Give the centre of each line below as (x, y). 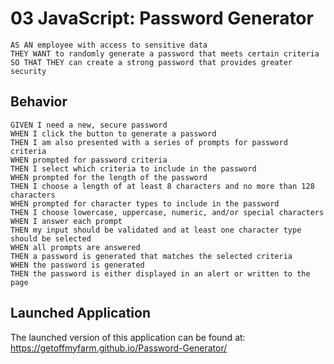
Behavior (39, 102)
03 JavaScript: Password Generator (162, 18)
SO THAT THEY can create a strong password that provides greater (151, 62)
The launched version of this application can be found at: (128, 337)
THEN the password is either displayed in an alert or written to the (160, 273)
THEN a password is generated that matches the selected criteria (151, 256)
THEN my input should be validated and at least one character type (156, 230)
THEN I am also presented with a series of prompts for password (149, 142)
